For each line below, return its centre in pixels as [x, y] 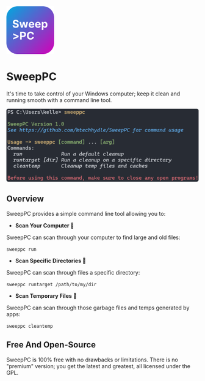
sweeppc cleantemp [30, 326]
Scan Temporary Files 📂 [46, 295]
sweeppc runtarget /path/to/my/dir [52, 284]
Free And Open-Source [51, 345]
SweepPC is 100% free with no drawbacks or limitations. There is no [92, 360]
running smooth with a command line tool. [59, 100]
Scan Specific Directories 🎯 [51, 261]
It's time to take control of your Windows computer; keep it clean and [93, 94]
